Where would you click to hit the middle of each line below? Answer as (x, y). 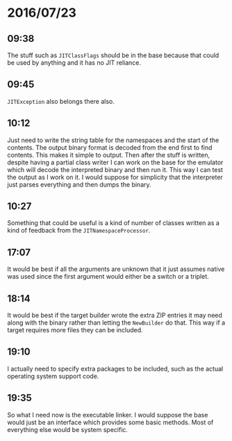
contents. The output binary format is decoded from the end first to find (110, 147)
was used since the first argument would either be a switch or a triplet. (108, 277)
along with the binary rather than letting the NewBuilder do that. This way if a (116, 323)
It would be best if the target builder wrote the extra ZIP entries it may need (115, 316)
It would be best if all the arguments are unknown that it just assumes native (116, 269)
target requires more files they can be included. (75, 330)
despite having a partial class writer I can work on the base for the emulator (115, 162)
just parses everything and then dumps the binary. (79, 184)
